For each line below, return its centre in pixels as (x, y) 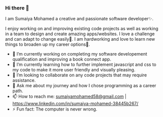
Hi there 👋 (17, 8)
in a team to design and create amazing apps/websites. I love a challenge (80, 34)
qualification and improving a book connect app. (62, 59)
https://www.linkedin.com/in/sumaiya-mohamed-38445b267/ (75, 104)
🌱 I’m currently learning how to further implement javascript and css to (84, 64)
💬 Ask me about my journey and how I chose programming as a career (84, 86)
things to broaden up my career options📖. (48, 45)
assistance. (24, 80)
